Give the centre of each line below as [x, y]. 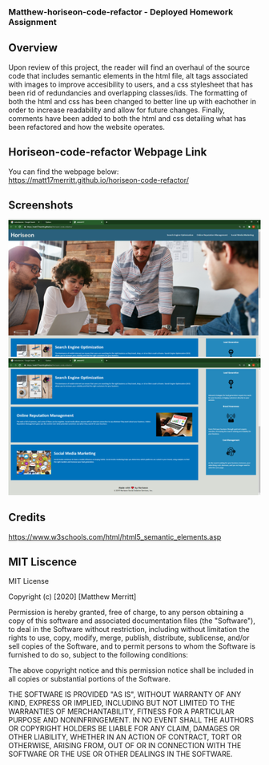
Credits [27, 518]
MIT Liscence [43, 562]
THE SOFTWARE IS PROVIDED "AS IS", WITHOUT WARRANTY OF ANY [125, 694]
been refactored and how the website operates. [87, 127]
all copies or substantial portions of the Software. [89, 679]
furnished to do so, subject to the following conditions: [98, 655]
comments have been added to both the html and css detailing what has [127, 118]
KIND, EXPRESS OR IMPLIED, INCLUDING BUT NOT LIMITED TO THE [122, 703]
